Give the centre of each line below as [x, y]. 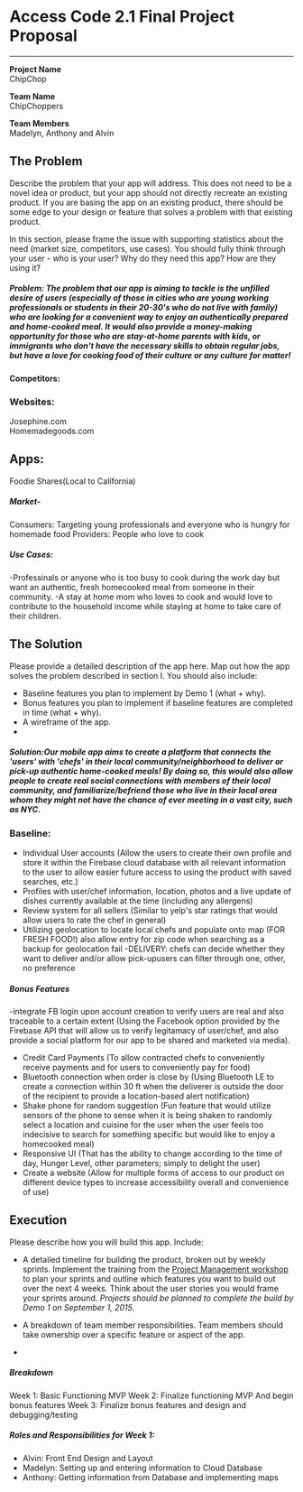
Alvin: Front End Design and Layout [87, 1458]
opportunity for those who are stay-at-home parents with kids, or [135, 337]
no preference [49, 968]
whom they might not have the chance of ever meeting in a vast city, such [151, 800]
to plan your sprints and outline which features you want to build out [149, 1278]
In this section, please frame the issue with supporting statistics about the [147, 239]
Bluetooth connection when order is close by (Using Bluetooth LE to [148, 1077]
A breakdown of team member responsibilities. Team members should [153, 1325]
